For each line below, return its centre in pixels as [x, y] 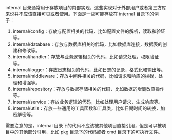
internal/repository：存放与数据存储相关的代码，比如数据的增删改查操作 [89, 89]
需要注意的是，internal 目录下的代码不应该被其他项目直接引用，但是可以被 [84, 125]
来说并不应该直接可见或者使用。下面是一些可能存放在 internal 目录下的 [80, 14]
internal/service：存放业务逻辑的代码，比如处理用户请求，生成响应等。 [88, 102]
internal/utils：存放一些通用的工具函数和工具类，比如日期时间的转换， [87, 108]
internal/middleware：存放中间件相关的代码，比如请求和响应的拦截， [85, 76]
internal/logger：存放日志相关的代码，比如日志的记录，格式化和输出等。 [89, 70]
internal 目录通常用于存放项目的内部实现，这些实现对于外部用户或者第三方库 [86, 7]
